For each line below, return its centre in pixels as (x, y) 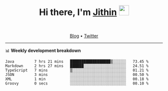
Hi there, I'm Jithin (78, 12)
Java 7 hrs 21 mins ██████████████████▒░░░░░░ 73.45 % (77, 61)
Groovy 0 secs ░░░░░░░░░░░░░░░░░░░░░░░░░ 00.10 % (77, 83)
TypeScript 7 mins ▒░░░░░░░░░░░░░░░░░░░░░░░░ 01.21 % (77, 70)
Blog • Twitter (84, 35)
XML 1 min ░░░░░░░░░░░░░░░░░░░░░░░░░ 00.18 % (77, 79)
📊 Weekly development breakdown (43, 50)
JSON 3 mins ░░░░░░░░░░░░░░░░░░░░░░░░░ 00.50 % (77, 74)
